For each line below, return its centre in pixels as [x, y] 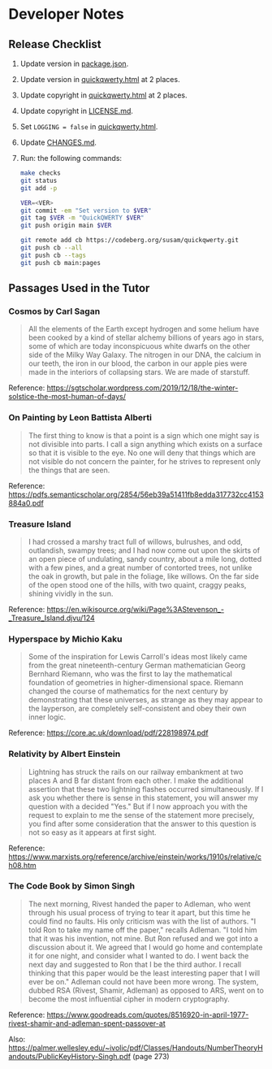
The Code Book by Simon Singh [72, 886]
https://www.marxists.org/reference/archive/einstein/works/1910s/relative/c [135, 856]
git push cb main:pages [60, 263]
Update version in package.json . [74, 63]
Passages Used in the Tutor [79, 288]
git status [39, 180]
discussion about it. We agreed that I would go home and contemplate [145, 947]
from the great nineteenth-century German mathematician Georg [137, 665]
